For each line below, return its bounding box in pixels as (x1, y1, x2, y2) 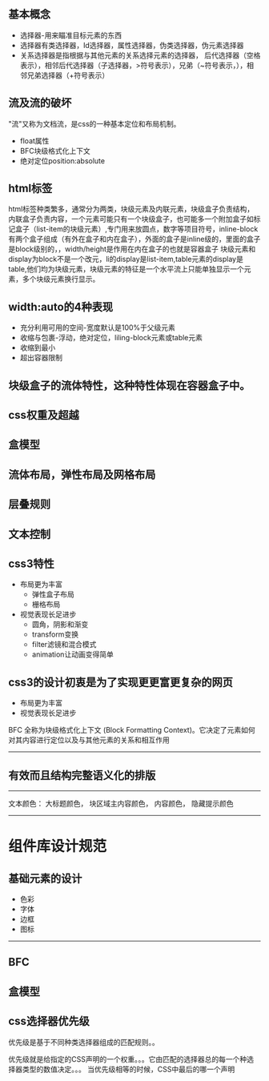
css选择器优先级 (8, 1015, 90, 1028)
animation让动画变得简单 (31, 649, 114, 659)
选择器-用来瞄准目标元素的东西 (19, 30, 122, 40)
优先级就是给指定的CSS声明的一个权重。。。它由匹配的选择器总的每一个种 (8, 1054, 247, 1063)
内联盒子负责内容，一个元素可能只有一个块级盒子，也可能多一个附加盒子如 (8, 215, 254, 224)
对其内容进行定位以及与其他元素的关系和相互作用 (8, 735, 170, 745)
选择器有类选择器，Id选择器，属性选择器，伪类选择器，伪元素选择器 (19, 40, 244, 50)
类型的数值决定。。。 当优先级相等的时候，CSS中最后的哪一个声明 (22, 1064, 235, 1074)
